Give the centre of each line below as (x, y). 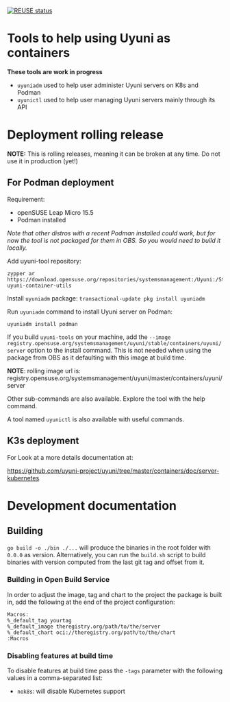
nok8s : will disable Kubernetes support (71, 691)
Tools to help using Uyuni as (89, 38)
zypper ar (21, 273)
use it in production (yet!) (43, 161)
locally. (17, 248)
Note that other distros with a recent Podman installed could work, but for (111, 233)
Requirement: (26, 199)
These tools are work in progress (55, 71)
